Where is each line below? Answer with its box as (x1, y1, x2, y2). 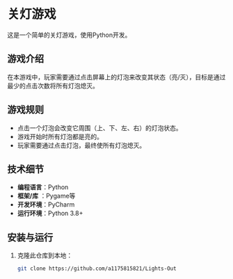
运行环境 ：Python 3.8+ (17, 209, 83, 218)
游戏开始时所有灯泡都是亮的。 (17, 132, 103, 141)
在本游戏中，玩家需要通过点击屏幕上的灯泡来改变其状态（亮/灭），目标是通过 (7, 72, 226, 81)
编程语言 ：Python (17, 183, 69, 191)
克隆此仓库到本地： (17, 251, 73, 260)
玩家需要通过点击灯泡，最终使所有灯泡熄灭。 (17, 141, 146, 150)
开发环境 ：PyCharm (17, 200, 75, 209)
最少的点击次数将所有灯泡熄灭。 (7, 81, 99, 90)
